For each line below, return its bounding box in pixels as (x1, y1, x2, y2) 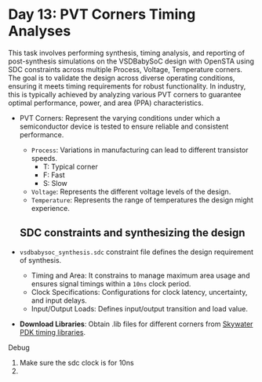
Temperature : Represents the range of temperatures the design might (31, 195, 253, 205)
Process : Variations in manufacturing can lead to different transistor (31, 145, 249, 155)
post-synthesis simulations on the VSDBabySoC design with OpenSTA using (8, 56, 255, 66)
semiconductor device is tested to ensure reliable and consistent (19, 122, 229, 131)
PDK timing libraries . (19, 327, 86, 337)
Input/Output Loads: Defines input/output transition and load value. (31, 304, 249, 313)
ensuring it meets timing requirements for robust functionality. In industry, (8, 81, 246, 91)
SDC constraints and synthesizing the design (19, 226, 246, 240)
